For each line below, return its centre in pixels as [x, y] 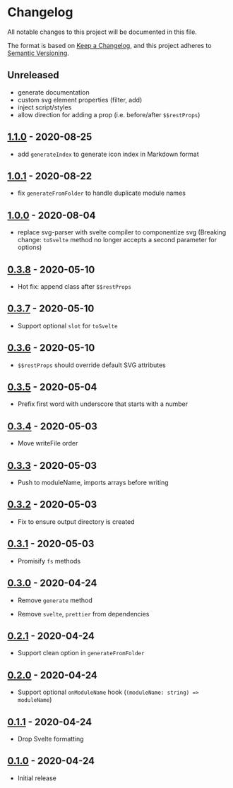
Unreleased [34, 75]
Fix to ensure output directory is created [76, 521]
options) [30, 247]
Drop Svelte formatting [50, 739]
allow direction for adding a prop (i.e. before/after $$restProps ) [109, 114]
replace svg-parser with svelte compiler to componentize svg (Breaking [122, 232]
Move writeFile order [48, 443]
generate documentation [53, 92]
